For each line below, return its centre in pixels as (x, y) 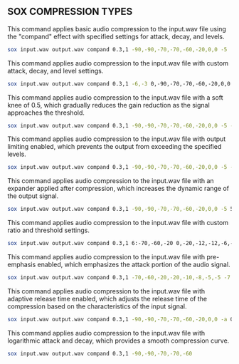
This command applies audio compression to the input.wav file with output (117, 139)
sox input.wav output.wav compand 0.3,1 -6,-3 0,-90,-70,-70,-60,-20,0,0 (119, 84)
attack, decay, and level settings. (55, 71)
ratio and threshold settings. (49, 230)
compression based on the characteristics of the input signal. (97, 306)
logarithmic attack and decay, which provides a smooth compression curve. (118, 340)
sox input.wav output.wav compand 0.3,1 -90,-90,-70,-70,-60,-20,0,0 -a (117, 319)
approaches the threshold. (46, 113)
